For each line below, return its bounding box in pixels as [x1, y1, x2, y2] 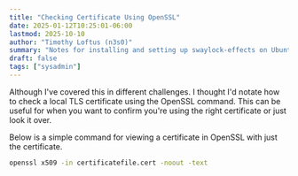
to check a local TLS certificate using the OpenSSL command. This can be [9, 96, 281, 106]
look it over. [9, 114, 52, 125]
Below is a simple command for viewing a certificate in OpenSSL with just [9, 132, 278, 142]
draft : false [9, 54, 58, 63]
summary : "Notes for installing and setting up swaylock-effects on [9, 46, 268, 55]
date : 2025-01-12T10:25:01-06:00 [9, 21, 133, 30]
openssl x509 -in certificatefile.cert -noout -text [9, 158, 208, 167]
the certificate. [9, 141, 63, 151]
